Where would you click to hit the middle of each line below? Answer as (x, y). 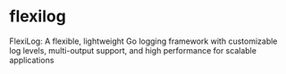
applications (32, 60)
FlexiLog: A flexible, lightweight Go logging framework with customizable (143, 41)
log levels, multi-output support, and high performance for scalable (133, 50)
